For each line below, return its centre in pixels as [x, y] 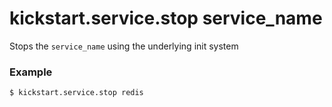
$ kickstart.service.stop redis [76, 93]
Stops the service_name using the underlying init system [124, 46]
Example [31, 72]
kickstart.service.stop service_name [166, 18]
